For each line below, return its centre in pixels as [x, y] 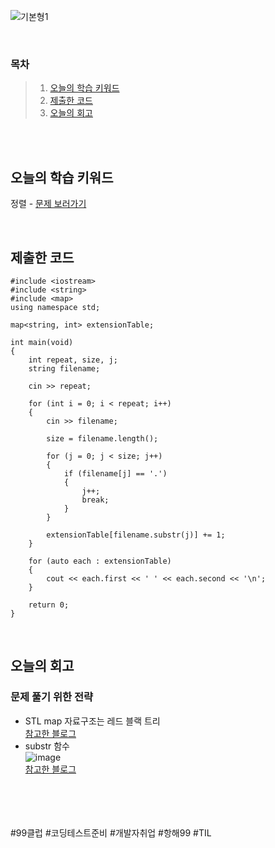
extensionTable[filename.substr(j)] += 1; [136, 535]
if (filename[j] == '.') [115, 473]
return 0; [49, 605]
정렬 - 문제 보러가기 [48, 204]
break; [95, 500]
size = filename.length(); [102, 438]
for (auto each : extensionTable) [100, 561]
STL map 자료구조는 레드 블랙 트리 [92, 721]
